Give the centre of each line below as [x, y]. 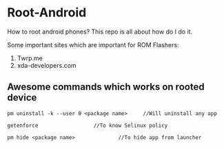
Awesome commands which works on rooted [106, 87]
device [22, 98]
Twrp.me [30, 58]
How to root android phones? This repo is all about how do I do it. [100, 32]
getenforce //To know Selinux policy [88, 125]
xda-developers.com [47, 65]
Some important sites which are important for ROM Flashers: [93, 45]
